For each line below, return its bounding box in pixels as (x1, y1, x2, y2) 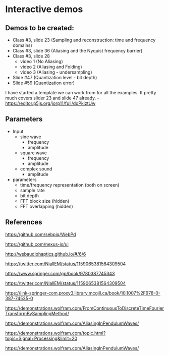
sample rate (20, 187, 45, 193)
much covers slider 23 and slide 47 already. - (5, 95, 99, 101)
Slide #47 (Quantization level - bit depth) (12, 75, 97, 80)
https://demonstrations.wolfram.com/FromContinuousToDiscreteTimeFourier (5, 305, 164, 311)
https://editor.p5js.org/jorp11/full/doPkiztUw (5, 100, 96, 106)
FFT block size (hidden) (20, 198, 70, 204)
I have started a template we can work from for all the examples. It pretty (5, 90, 156, 95)
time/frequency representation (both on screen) (20, 182, 120, 188)
